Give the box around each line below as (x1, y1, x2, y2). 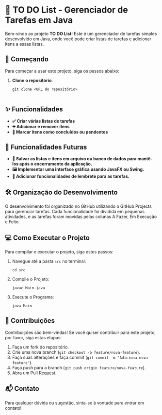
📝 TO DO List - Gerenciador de (5, 4, 129, 16)
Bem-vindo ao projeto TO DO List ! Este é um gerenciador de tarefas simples (5, 31, 157, 36)
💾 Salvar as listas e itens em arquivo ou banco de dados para (12, 156, 137, 162)
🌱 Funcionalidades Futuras (5, 143, 87, 151)
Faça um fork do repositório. (12, 344, 69, 350)
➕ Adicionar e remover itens (12, 123, 70, 129)
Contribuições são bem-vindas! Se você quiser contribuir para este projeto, (5, 330, 156, 335)
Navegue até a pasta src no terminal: (12, 258, 86, 264)
